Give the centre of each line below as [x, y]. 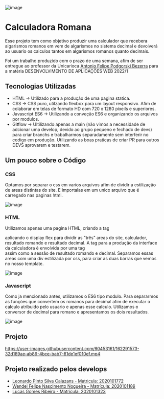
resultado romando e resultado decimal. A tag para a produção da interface [81, 243]
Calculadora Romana [48, 27]
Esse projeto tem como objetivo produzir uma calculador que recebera [76, 41]
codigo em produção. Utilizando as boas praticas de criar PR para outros [86, 140]
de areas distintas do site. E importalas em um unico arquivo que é [72, 190]
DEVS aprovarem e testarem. [41, 145]
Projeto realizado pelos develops [56, 369]
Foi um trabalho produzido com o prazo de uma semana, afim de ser [74, 61]
